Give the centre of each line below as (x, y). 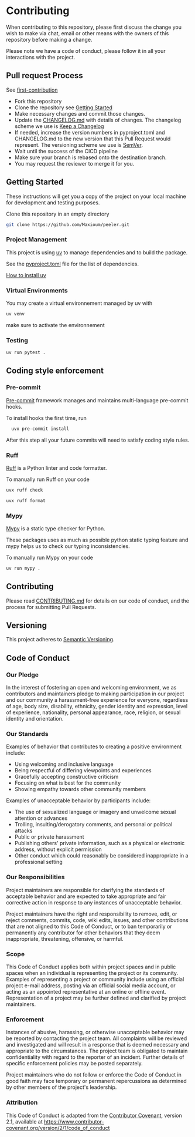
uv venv (16, 314)
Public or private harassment (49, 837)
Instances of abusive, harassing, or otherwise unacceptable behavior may (95, 1032)
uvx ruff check (25, 490)
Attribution (22, 1102)
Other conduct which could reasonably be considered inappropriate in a (101, 856)
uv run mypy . (23, 568)
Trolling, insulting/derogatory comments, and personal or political (93, 825)
